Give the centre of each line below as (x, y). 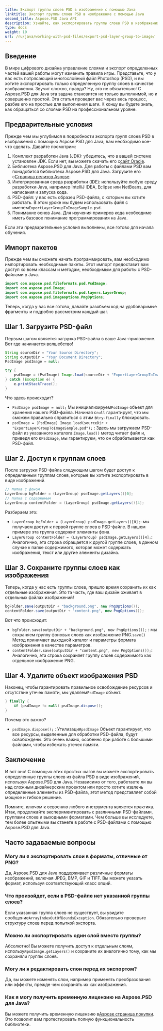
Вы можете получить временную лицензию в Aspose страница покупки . (80, 1014)
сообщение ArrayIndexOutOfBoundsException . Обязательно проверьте (76, 917)
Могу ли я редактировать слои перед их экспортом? (71, 969)
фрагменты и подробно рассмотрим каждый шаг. (57, 312)
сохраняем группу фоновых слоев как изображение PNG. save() (79, 634)
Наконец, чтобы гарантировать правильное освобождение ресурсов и (79, 687)
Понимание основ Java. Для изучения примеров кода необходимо (82, 213)
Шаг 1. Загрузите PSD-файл (49, 327)
